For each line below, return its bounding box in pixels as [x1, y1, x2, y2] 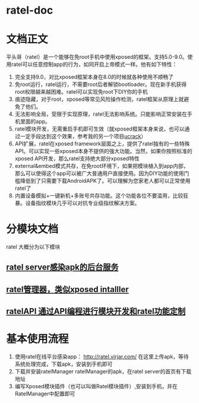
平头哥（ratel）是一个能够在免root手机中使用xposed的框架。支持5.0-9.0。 [6, 53, 188, 61]
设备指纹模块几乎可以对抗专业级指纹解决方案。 [25, 199, 140, 207]
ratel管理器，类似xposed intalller [6, 284, 129, 294]
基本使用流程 [6, 332, 70, 346]
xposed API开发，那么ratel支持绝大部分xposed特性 [14, 155, 140, 162]
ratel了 [14, 185, 31, 192]
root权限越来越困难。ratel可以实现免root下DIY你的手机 [14, 88, 149, 96]
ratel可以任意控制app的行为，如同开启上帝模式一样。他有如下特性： [11, 61, 178, 68]
